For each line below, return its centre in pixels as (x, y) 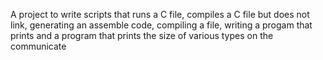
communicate (38, 46)
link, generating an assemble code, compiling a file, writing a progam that (161, 25)
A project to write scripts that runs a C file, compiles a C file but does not (160, 14)
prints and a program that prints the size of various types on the (142, 35)
